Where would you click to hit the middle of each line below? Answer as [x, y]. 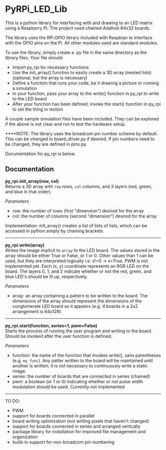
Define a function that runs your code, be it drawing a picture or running [85, 83]
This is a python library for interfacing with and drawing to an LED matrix [79, 23]
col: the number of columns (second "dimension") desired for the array [84, 216]
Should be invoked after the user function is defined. [59, 336]
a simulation [24, 88]
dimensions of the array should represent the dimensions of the [77, 301]
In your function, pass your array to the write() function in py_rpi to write [86, 93]
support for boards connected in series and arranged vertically [76, 426]
